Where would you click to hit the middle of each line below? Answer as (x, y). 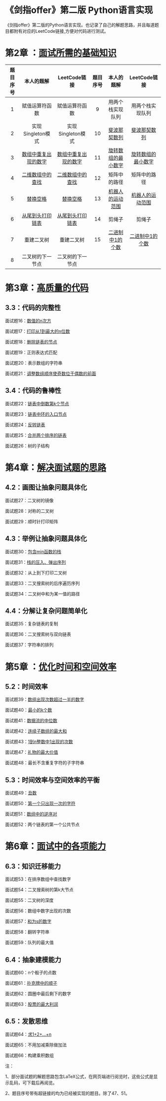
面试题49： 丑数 (21, 793)
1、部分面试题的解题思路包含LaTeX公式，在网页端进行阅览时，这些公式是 (79, 1076)
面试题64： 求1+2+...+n (28, 1034)
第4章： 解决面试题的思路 (56, 468)
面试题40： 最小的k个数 (29, 710)
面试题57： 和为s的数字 (28, 921)
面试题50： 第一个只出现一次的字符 (40, 804)
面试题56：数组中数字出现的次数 (38, 911)
